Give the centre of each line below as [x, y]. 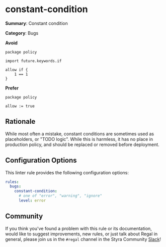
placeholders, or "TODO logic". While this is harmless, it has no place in [79, 139]
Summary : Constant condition [36, 23]
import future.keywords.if [33, 61]
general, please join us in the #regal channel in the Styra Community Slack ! [83, 239]
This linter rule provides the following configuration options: [67, 172]
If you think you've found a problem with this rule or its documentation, [78, 228]
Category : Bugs [22, 33]
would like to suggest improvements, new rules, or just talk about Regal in [81, 234]
